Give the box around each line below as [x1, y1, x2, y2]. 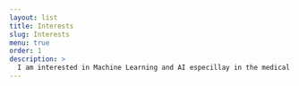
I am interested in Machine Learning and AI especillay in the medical [17, 64, 291, 73]
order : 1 [9, 47, 42, 56]
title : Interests [9, 21, 74, 30]
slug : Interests [9, 30, 70, 39]
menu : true [9, 38, 50, 47]
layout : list [9, 13, 58, 22]
